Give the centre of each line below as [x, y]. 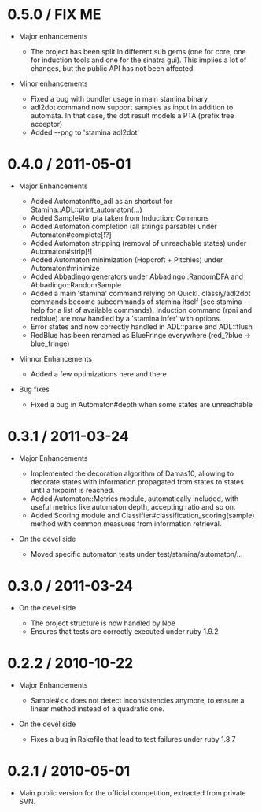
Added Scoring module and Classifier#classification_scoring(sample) [142, 515]
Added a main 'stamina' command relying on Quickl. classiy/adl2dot [140, 293]
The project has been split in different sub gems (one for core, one [138, 51]
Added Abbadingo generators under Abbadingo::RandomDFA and [137, 276]
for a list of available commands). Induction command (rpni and [149, 310]
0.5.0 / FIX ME [54, 15]
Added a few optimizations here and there [98, 374]
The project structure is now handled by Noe [103, 623]
